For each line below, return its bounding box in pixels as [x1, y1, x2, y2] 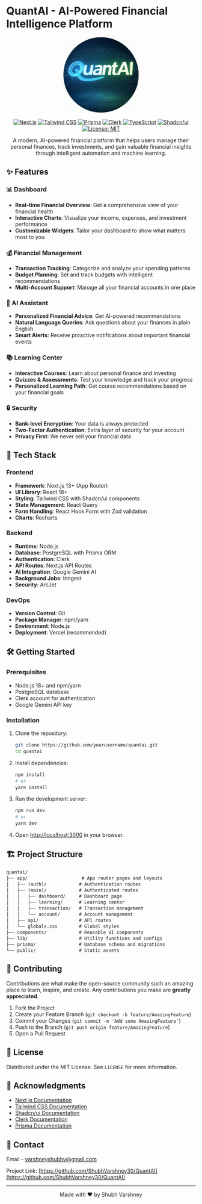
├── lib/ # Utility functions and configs [6, 935, 163, 942]
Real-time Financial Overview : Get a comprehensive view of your [14, 201, 179, 208]
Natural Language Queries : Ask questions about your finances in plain [14, 319, 191, 326]
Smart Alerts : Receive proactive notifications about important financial [14, 332, 191, 339]
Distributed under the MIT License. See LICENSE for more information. [6, 1063, 177, 1070]
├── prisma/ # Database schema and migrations [6, 941, 165, 948]
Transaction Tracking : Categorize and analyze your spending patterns [14, 264, 191, 272]
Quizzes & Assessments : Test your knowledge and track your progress [14, 376, 193, 383]
